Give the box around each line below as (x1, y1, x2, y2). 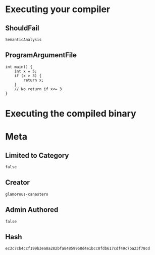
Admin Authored (5, 205, 59, 214)
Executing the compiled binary (5, 108, 136, 119)
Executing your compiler (5, 4, 110, 15)
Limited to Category (5, 151, 69, 160)
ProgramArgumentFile (5, 51, 77, 59)
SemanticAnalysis (5, 37, 42, 42)
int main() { (5, 64, 33, 69)
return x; (23, 78, 44, 83)
